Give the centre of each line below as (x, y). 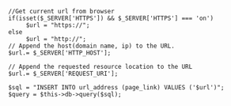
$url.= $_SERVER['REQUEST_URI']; (63, 74)
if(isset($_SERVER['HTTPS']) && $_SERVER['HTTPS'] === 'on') (111, 18)
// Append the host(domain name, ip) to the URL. (92, 46)
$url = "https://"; (58, 25)
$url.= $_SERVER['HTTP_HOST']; (60, 53)
